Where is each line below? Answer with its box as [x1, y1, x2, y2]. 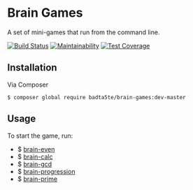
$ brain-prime [17, 175, 58, 183]
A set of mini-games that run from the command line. [7, 28, 160, 36]
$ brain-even [17, 145, 55, 153]
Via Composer [7, 80, 49, 89]
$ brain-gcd [17, 159, 52, 168]
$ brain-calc [17, 152, 53, 161]
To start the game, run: [7, 131, 73, 140]
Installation [7, 61, 57, 74]
